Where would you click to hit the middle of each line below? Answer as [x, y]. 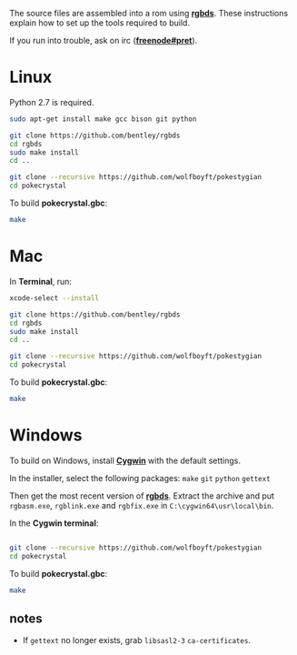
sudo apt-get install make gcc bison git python [103, 119]
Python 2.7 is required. [52, 102]
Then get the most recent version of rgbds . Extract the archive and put [142, 496]
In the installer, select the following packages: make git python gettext [140, 478]
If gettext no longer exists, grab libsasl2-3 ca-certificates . [137, 640]
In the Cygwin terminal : [54, 523]
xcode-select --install [54, 298]
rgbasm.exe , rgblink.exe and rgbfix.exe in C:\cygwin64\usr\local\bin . [142, 505]
